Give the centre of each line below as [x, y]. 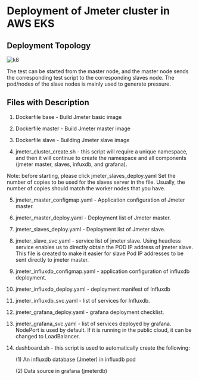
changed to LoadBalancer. [48, 336]
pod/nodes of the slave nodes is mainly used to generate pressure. [89, 84]
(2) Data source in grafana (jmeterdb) [61, 370]
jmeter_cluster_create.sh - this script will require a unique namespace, [102, 151]
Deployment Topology [49, 45]
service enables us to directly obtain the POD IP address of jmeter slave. [104, 247]
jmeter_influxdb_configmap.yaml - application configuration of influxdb [102, 271]
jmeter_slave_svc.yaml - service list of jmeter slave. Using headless [98, 241]
